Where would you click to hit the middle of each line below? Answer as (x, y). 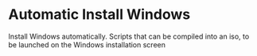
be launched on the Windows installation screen (87, 44)
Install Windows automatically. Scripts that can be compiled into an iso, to (129, 36)
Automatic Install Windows (99, 15)
